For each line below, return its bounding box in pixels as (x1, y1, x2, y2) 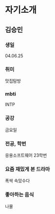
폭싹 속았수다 (5, 178, 30, 184)
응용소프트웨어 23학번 (5, 152, 47, 158)
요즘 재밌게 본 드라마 (5, 166, 50, 172)
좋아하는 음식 (5, 191, 34, 198)
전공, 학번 (5, 140, 27, 147)
